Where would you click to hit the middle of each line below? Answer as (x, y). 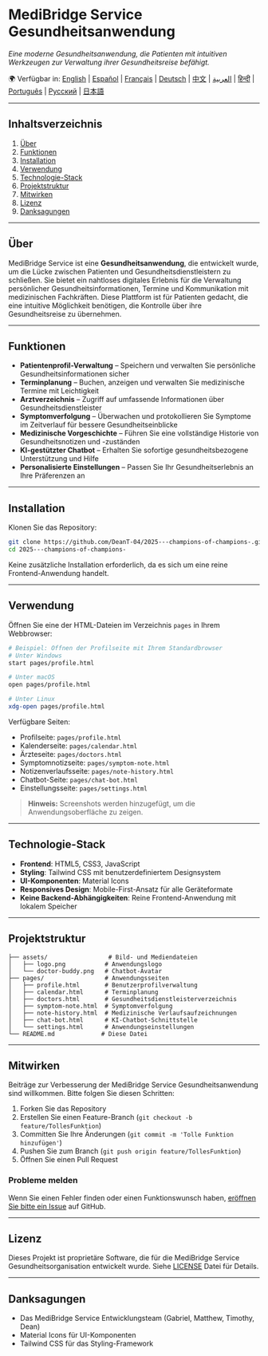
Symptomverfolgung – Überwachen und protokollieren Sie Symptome (135, 416)
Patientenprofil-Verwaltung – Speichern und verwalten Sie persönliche (138, 365)
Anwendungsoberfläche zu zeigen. (85, 812)
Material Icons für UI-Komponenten (78, 1335)
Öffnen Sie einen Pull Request (69, 1160)
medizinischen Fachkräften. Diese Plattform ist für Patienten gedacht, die (128, 297)
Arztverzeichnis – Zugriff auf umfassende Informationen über (122, 400)
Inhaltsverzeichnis (55, 124)
